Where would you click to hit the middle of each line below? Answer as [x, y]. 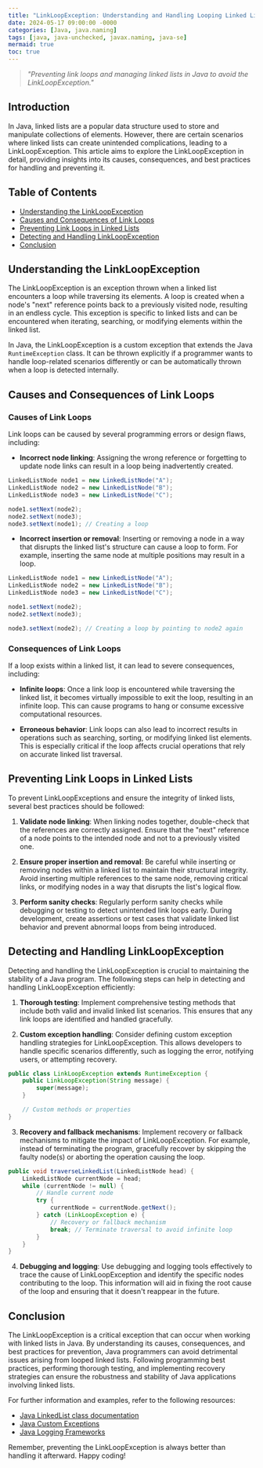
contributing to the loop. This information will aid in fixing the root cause [135, 1283]
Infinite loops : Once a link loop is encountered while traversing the [127, 689]
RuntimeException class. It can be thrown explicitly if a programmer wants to [130, 353]
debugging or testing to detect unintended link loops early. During [126, 910]
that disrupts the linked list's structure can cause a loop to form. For [129, 547]
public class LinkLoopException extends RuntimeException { [108, 1073]
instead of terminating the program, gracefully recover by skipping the [133, 1148]
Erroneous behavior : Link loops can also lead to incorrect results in [128, 729]
